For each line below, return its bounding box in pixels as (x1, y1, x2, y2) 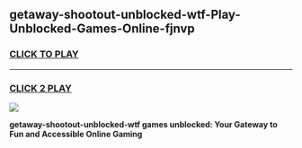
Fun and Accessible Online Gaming (9, 128, 143, 139)
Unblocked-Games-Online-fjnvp (9, 22, 195, 37)
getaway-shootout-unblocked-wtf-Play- (9, 7, 241, 22)
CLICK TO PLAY (9, 48, 79, 61)
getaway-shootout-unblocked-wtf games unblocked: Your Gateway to (9, 118, 278, 129)
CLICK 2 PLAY (9, 82, 72, 94)
